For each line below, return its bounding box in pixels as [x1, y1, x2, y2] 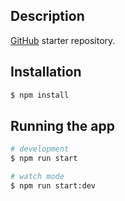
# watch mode [10, 172, 65, 182]
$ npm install [10, 90, 70, 100]
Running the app [10, 117, 115, 134]
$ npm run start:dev [10, 180, 97, 191]
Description [10, 8, 85, 25]
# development [10, 144, 70, 154]
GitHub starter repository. [10, 34, 116, 46]
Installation [10, 64, 82, 81]
